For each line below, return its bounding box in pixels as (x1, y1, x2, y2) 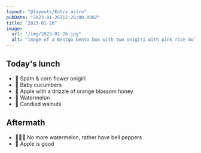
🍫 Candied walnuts (14, 100, 62, 107)
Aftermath (6, 118, 45, 128)
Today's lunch (6, 59, 60, 69)
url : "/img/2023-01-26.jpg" (11, 31, 82, 37)
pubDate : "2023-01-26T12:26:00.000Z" (6, 14, 100, 20)
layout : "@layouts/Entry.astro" (6, 8, 87, 15)
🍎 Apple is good (14, 140, 54, 147)
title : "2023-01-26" (6, 20, 58, 26)
